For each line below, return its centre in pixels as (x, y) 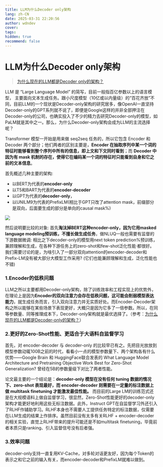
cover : (12, 28)
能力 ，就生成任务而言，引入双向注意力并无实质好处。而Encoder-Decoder (78, 302)
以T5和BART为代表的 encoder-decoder (51, 190)
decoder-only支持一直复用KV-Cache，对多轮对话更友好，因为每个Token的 (80, 453)
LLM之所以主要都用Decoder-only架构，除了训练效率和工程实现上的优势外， (81, 289)
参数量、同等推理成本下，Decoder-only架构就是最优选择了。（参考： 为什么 (83, 314)
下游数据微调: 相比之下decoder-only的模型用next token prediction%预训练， (81, 240)
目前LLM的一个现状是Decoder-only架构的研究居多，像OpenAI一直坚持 (84, 104)
